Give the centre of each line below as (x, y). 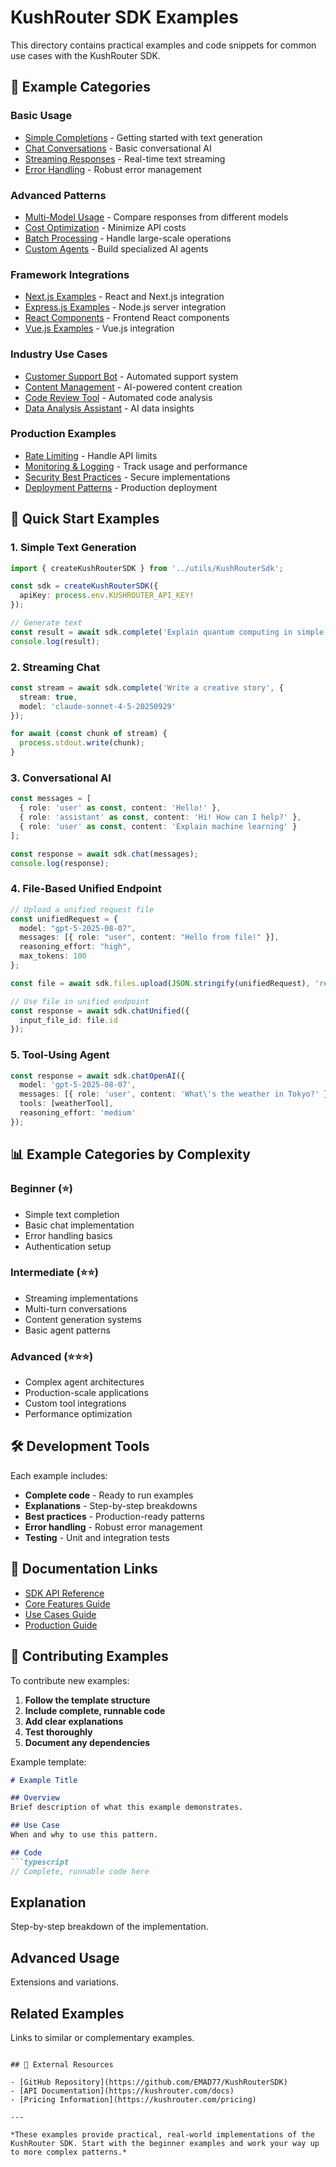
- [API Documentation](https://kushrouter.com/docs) (122, 2091)
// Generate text (46, 623)
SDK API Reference (64, 1593)
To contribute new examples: (70, 1680)
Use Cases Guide (60, 1614)
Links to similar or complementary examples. (102, 2037)
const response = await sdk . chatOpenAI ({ (98, 1076)
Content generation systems (83, 1319)
